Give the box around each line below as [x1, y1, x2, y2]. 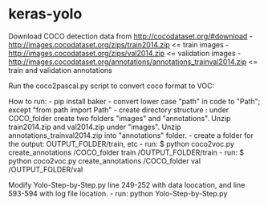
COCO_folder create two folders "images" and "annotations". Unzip [8, 113, 231, 123]
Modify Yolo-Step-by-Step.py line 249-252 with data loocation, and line [8, 180, 246, 189]
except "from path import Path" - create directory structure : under [8, 105, 229, 115]
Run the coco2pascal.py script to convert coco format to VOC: [8, 81, 215, 91]
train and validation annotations [8, 65, 112, 75]
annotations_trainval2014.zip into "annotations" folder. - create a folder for [8, 130, 254, 140]
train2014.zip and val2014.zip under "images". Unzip [8, 122, 182, 131]
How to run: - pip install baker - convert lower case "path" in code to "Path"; [8, 96, 261, 106]
